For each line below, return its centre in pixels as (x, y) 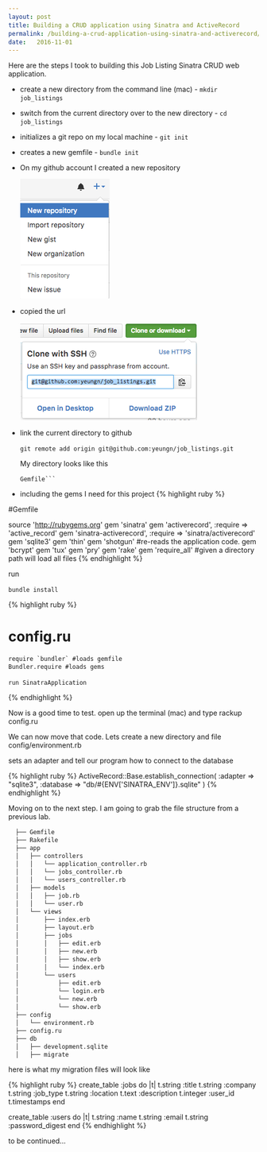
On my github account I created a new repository (100, 168)
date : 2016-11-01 (41, 42)
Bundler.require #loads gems (56, 667)
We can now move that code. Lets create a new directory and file (115, 737)
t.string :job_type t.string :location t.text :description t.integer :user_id (122, 1093)
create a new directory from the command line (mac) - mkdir (118, 89)
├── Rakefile (37, 841)
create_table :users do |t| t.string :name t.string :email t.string (108, 1117)
